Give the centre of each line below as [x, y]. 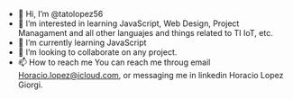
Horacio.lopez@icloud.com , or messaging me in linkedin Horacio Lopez [151, 75]
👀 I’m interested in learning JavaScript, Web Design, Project [128, 23]
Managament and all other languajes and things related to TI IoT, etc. [145, 33]
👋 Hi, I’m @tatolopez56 [60, 14]
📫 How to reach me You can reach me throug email [114, 62]
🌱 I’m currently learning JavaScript [82, 42]
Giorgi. [30, 85]
